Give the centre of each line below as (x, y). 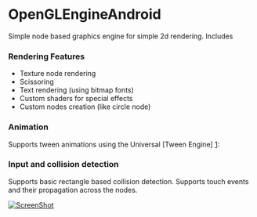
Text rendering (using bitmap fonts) (77, 90)
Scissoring (36, 82)
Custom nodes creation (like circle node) (85, 107)
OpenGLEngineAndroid (85, 14)
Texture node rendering (58, 74)
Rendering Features (46, 56)
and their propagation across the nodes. (73, 190)
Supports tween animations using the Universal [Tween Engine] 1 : (114, 144)
